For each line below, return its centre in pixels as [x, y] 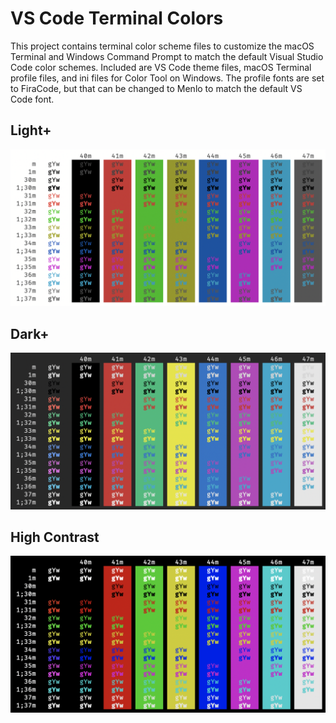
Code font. [32, 99]
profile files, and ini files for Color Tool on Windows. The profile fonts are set [167, 78]
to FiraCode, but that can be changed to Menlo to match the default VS [156, 88]
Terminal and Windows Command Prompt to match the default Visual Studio [167, 56]
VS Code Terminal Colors [117, 18]
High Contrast [55, 537]
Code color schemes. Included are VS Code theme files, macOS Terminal [161, 67]
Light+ [31, 130]
